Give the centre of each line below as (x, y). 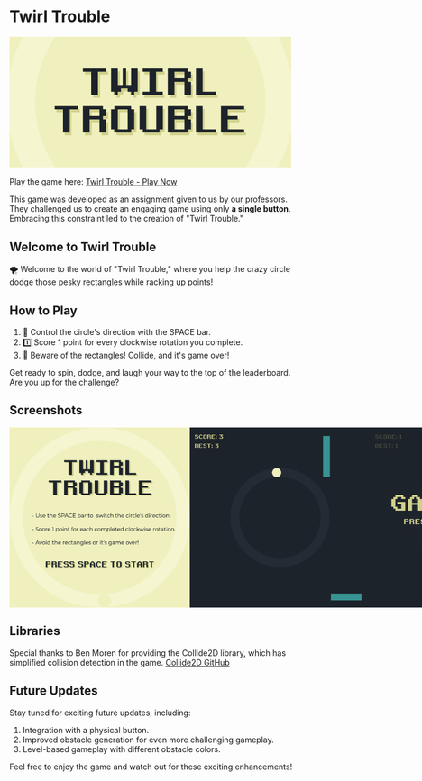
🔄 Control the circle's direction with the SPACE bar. (117, 332)
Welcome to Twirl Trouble (83, 246)
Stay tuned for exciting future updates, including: (100, 713)
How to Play (44, 310)
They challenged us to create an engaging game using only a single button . (150, 209)
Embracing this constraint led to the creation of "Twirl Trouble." (127, 219)
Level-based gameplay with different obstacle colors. (121, 749)
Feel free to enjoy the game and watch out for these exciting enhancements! (151, 767)
